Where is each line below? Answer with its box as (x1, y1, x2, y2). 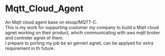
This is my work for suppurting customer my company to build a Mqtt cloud (5, 24, 159, 30)
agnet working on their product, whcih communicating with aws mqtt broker (5, 29, 160, 35)
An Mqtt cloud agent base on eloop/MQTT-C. (5, 19, 98, 25)
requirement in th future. (5, 45, 55, 51)
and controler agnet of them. (5, 35, 64, 41)
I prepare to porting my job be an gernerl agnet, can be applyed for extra (5, 40, 154, 46)
